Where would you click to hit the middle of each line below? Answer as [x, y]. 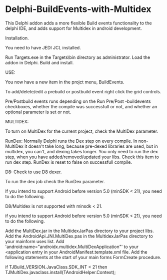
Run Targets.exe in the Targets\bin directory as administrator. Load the [78, 57]
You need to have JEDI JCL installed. [43, 47]
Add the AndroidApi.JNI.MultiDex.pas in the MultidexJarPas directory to [79, 236]
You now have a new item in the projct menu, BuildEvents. [65, 82]
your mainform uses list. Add [35, 241]
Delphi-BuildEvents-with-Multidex [78, 9]
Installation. [17, 38]
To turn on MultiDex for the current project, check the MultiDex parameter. [82, 131]
